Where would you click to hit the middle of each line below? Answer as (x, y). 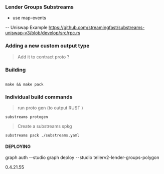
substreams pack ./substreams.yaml (42, 135)
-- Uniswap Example (26, 27)
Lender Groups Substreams (39, 7)
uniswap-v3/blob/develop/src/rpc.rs (43, 33)
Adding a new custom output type (47, 46)
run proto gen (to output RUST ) (50, 108)
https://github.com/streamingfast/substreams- (97, 27)
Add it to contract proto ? (43, 56)
